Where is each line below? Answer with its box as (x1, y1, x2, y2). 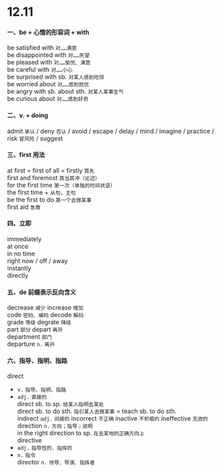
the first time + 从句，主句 (7, 188, 76, 196)
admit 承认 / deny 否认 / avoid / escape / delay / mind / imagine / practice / (7, 127, 215, 135)
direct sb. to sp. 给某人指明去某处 (16, 400, 104, 408)
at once (7, 243, 29, 250)
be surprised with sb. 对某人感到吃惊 (7, 73, 105, 81)
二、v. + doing (7, 111, 48, 119)
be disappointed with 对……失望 (7, 51, 90, 59)
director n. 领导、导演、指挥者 (16, 458, 95, 467)
